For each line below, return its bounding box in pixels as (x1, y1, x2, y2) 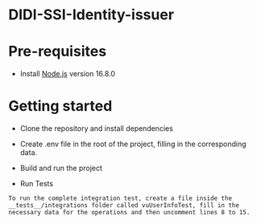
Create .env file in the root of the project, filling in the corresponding (19, 139, 247, 149)
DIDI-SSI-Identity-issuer (8, 6, 175, 24)
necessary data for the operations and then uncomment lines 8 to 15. (8, 209, 251, 217)
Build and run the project (19, 163, 103, 173)
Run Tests (19, 179, 54, 189)
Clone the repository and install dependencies (19, 124, 173, 133)
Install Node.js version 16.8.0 (19, 69, 115, 79)
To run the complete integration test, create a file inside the (8, 194, 232, 202)
